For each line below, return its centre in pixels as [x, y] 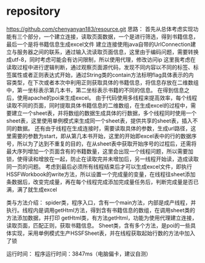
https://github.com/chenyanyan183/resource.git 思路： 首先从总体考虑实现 [100, 29]
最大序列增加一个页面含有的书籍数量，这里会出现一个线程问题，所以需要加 [100, 151]
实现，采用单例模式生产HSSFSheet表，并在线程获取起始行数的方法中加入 [103, 233]
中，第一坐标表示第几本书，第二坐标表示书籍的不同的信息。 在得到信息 [95, 90]
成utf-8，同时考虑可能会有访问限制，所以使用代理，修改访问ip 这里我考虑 [99, 59]
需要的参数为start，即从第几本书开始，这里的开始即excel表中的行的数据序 [104, 136]
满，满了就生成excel [32, 189]
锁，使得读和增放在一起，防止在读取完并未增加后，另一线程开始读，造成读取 [103, 159]
